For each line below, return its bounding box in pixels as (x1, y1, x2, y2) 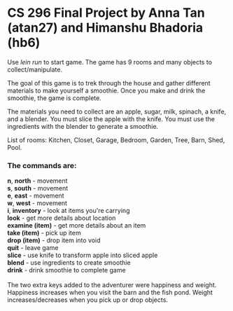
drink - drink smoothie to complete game (7, 266, 126, 275)
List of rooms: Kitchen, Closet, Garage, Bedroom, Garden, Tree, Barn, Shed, (7, 135, 225, 144)
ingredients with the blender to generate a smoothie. (7, 122, 159, 130)
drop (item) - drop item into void (7, 236, 101, 244)
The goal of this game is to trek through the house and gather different (7, 78, 211, 87)
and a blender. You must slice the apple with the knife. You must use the (7, 114, 216, 123)
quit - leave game (7, 244, 59, 252)
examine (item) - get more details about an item (7, 221, 146, 230)
